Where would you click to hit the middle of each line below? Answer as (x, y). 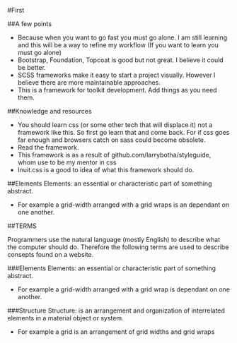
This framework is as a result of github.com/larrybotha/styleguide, (114, 155)
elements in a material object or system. (65, 318)
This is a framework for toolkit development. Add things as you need (117, 90)
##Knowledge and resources (50, 111)
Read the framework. (48, 147)
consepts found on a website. (51, 254)
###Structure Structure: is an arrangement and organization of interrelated (116, 311)
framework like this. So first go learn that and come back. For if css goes (123, 132)
